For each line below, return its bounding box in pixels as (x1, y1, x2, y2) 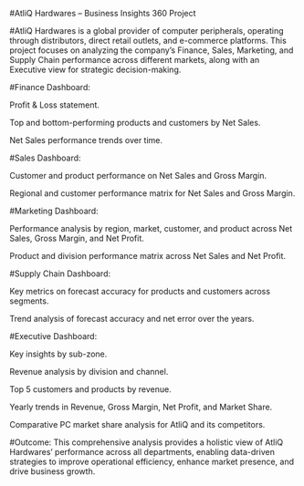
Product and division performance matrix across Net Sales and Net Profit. (9, 251, 286, 261)
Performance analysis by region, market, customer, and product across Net (9, 223, 293, 233)
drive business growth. (9, 466, 96, 477)
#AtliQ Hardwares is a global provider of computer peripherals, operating (9, 26, 285, 36)
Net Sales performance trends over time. (9, 135, 162, 145)
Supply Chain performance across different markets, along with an (9, 55, 260, 65)
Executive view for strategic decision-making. (9, 64, 182, 75)
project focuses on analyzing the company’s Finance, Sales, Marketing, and (9, 45, 294, 56)
